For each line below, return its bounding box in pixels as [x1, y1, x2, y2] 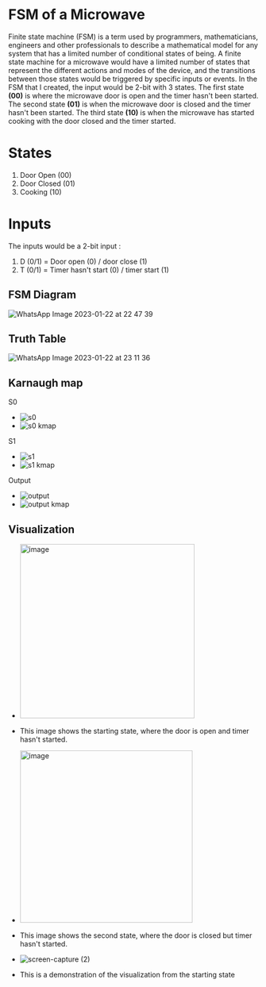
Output [8, 476, 31, 485]
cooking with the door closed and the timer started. [8, 116, 176, 125]
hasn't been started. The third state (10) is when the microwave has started [8, 107, 255, 117]
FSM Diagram [8, 288, 77, 302]
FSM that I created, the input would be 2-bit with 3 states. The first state [8, 82, 245, 92]
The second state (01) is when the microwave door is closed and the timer [8, 99, 252, 109]
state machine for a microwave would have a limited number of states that [8, 57, 250, 67]
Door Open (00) [19, 170, 72, 179]
